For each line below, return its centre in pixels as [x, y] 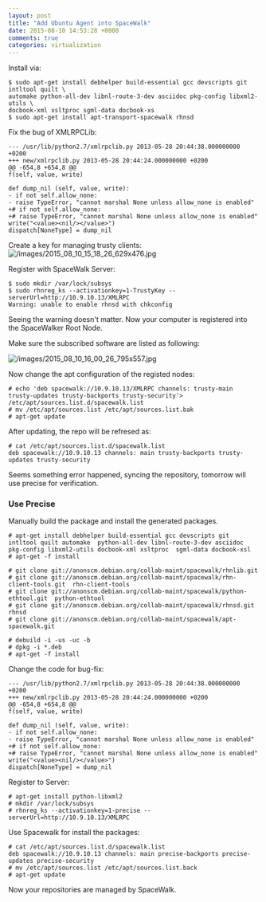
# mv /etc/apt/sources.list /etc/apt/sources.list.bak [101, 410]
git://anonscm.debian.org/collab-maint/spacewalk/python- [149, 592]
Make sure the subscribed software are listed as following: [104, 343]
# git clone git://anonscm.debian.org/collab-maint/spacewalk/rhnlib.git [133, 571]
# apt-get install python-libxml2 [66, 797]
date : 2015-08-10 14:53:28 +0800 [64, 30]
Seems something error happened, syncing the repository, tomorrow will [127, 475]
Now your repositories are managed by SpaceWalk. [92, 890]
